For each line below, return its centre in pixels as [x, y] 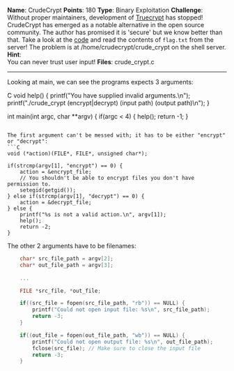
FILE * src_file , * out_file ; [60, 291]
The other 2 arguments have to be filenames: [72, 246]
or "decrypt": [28, 142]
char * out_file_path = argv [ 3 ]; [67, 265]
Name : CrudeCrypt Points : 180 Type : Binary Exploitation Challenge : [105, 10]
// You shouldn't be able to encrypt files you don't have [107, 178]
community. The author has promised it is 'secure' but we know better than [115, 32]
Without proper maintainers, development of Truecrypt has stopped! [105, 17]
